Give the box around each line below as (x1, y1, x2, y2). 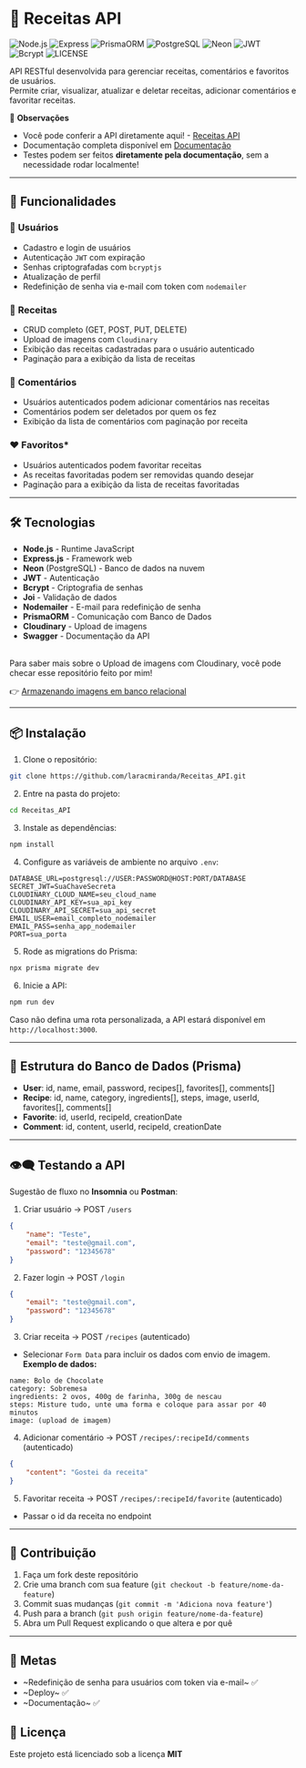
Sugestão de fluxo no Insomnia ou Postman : (9, 1186, 178, 1197)
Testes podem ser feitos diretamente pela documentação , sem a (22, 149, 270, 160)
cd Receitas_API (9, 806, 71, 815)
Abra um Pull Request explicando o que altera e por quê (22, 1618, 233, 1629)
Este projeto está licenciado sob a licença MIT (9, 1749, 183, 1760)
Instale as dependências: (22, 822, 117, 833)
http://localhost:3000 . (9, 1024, 98, 1035)
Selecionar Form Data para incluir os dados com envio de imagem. (22, 1349, 270, 1360)
